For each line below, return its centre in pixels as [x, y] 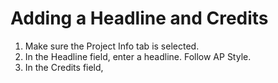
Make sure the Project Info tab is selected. [112, 46]
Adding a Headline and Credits [139, 18]
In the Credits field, [64, 67]
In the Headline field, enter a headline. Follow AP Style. [138, 56]
